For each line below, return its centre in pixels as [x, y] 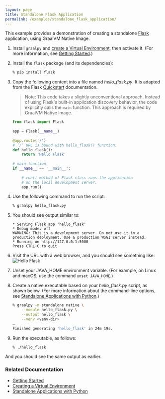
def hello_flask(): [33, 150]
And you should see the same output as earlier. [53, 357]
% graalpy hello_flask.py [39, 206]
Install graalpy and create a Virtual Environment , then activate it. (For [82, 48]
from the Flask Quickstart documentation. [55, 87]
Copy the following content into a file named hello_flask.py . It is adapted [86, 82]
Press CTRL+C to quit [35, 246]
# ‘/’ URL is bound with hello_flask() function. [65, 145]
